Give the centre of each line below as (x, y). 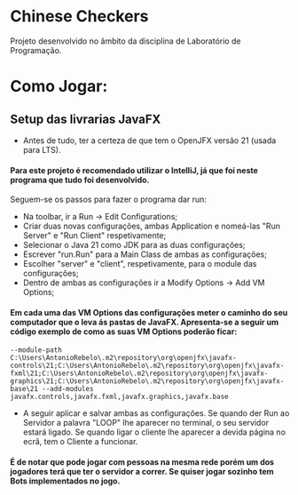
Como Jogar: (59, 87)
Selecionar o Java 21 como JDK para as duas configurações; (134, 245)
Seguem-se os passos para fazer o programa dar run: (109, 200)
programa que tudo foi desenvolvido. (80, 180)
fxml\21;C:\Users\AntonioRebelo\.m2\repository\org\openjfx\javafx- (139, 374)
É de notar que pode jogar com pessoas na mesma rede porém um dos (142, 462)
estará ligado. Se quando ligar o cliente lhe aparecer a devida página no (154, 432)
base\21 (24, 389)
